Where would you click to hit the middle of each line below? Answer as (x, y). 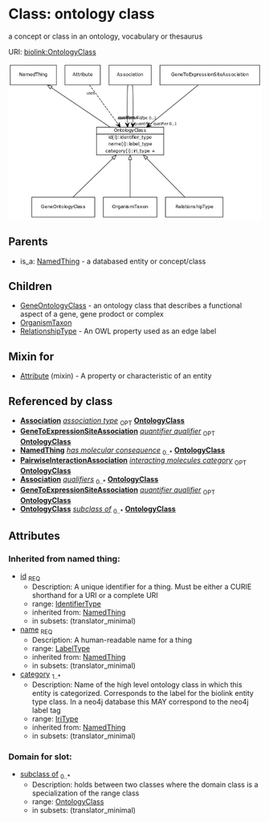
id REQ (30, 577)
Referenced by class (61, 401)
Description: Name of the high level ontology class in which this (137, 685)
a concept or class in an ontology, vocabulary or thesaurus (106, 36)
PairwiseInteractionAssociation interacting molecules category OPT (133, 461)
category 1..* (40, 675)
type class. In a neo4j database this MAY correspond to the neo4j (140, 701)
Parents (28, 242)
